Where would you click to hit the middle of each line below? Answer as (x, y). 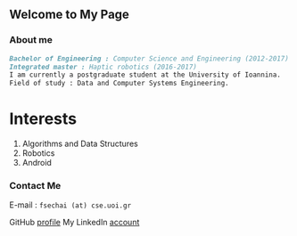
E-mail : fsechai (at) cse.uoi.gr (70, 205)
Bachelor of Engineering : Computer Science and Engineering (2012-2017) (149, 58)
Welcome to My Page (69, 15)
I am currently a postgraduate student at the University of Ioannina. (145, 75)
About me (31, 40)
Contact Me (35, 186)
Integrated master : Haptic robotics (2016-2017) (103, 67)
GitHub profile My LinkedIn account (74, 223)
